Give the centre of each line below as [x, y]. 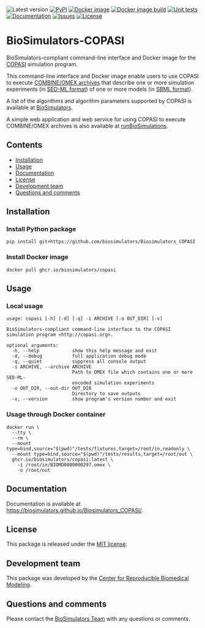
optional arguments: [33, 346]
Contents [24, 145]
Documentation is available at [43, 504]
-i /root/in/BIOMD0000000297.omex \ [64, 465]
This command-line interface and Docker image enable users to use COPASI [102, 76]
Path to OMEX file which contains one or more [132, 373]
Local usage [25, 306]
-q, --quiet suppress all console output [79, 361]
